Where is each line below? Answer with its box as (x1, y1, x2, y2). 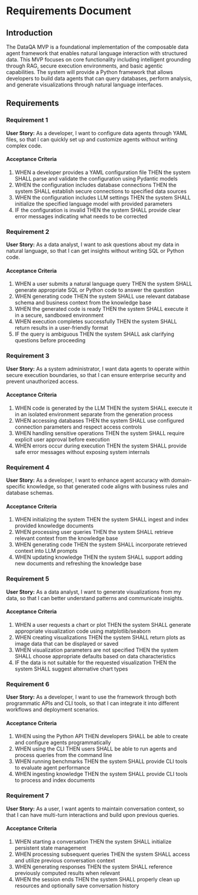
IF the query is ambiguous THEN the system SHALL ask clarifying (14, 330, 174, 338)
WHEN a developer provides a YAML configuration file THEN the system (14, 169, 191, 176)
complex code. (6, 142, 43, 149)
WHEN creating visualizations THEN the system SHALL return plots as (14, 633, 186, 640)
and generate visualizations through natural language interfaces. (6, 81, 164, 88)
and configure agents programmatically (14, 739, 111, 746)
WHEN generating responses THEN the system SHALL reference (14, 863, 173, 870)
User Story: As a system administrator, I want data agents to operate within (6, 365, 190, 372)
